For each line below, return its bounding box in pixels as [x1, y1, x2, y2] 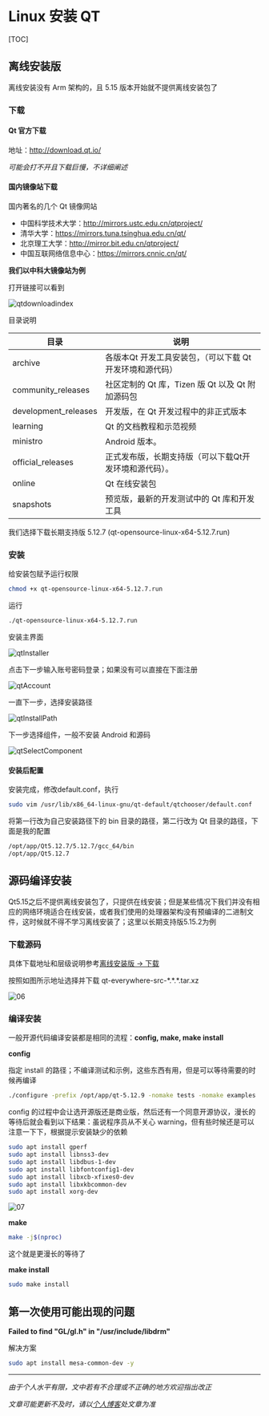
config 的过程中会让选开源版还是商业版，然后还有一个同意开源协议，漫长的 [8, 1107, 256, 1117]
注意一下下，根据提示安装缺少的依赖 [8, 1127, 128, 1137]
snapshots [12, 499, 52, 510]
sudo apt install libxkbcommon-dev [8, 1180, 127, 1188]
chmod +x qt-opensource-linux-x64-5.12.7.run [8, 585, 163, 594]
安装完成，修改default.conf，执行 [8, 785, 118, 794]
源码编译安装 [8, 874, 72, 887]
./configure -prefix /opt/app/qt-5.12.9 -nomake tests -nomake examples [8, 1092, 256, 1100]
